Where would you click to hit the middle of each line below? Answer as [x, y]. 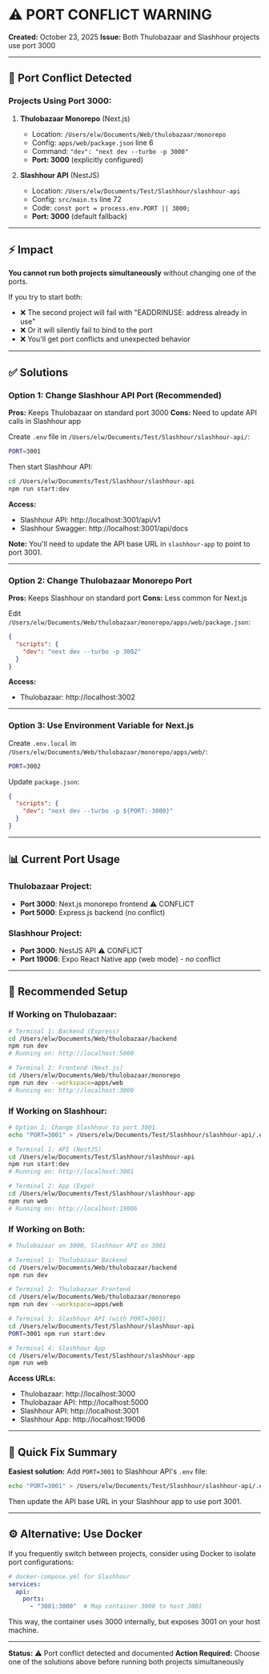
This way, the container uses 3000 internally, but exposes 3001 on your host [134, 1622]
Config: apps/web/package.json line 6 [92, 143]
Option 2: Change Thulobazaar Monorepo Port [100, 580]
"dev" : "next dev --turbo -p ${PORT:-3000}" [98, 811]
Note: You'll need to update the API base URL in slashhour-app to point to [129, 543]
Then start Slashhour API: [51, 467]
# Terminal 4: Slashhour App [57, 1348]
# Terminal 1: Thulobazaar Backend [68, 1260]
